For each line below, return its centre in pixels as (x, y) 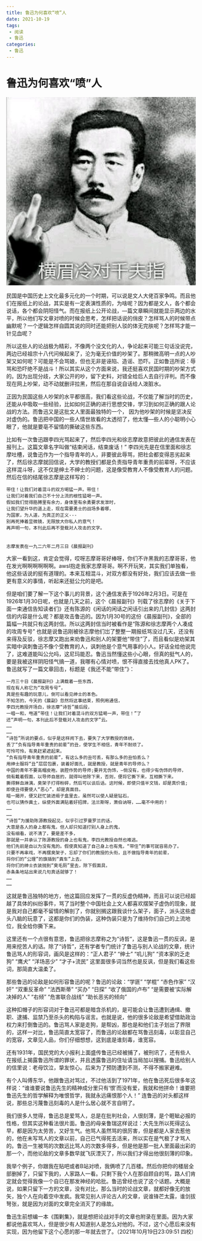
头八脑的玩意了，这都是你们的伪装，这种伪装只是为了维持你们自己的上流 (96, 919)
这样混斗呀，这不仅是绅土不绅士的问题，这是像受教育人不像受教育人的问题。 (101, 470)
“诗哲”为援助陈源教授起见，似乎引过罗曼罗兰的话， (60, 821)
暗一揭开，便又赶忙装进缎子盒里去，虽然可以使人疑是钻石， (69, 796)
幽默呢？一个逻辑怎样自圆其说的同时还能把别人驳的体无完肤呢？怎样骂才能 (98, 326)
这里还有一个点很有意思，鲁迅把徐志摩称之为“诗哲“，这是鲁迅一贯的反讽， (98, 939)
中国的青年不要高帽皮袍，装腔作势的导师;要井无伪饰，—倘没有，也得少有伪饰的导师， (96, 771)
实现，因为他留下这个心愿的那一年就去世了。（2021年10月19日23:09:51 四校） (102, 1232)
